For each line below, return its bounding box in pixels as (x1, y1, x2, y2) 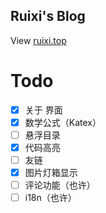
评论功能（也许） (24, 179, 96, 191)
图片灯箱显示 (24, 167, 78, 179)
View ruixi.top (10, 34, 67, 46)
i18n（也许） (24, 192, 77, 204)
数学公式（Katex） (24, 116, 102, 128)
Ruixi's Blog (10, 8, 86, 25)
